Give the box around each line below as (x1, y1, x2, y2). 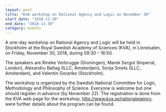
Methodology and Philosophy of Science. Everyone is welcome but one (5, 85, 152, 91)
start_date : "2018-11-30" (5, 16, 59, 21)
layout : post (5, 7, 32, 12)
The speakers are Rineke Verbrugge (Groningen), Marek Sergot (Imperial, (5, 60, 156, 66)
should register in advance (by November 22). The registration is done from (5, 91, 161, 97)
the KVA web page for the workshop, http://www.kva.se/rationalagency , (5, 96, 153, 102)
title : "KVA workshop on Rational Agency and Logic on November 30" (5, 12, 151, 17)
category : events (5, 26, 41, 31)
